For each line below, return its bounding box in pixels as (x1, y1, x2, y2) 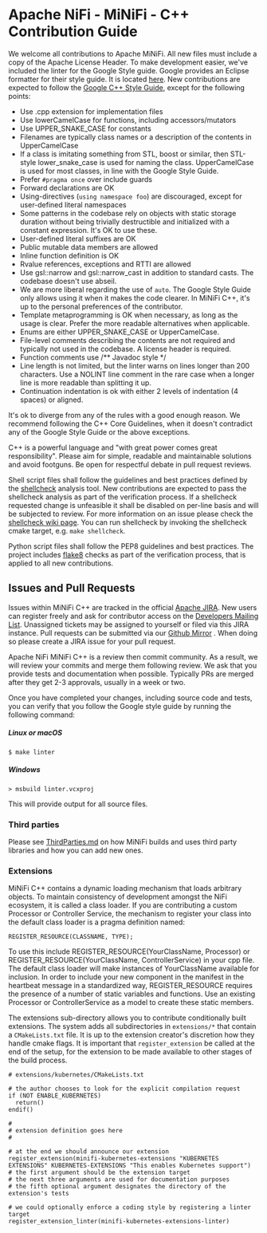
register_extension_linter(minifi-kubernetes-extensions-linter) (8, 1218, 230, 1226)
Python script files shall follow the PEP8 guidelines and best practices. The (8, 541, 254, 551)
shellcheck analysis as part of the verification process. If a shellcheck (8, 492, 238, 502)
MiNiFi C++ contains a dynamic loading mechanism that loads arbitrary (8, 884, 242, 893)
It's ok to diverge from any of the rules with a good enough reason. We (8, 410, 241, 420)
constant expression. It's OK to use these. (19, 225, 158, 234)
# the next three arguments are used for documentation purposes (8, 1176, 230, 1184)
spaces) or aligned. (19, 395, 84, 404)
